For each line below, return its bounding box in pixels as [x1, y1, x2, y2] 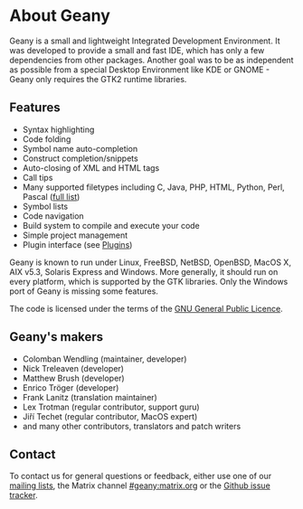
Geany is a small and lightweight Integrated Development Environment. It [9, 35, 280, 46]
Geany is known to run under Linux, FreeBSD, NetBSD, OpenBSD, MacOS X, [9, 257, 292, 268]
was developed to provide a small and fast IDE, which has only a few [9, 44, 265, 55]
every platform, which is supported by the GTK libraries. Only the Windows [9, 276, 289, 287]
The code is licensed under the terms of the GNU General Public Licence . [9, 303, 283, 314]
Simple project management [22, 230, 128, 240]
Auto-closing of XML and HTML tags [22, 162, 160, 173]
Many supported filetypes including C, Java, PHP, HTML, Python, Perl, [22, 182, 285, 193]
